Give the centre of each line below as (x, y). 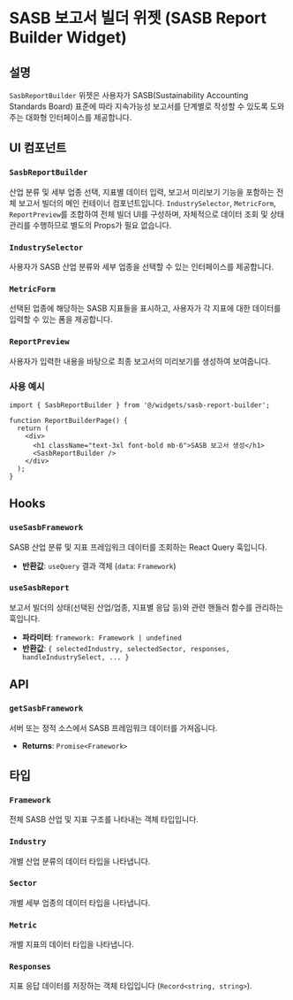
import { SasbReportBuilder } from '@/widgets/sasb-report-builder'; (140, 405)
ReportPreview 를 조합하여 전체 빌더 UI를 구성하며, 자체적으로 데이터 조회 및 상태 (147, 214)
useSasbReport (39, 588)
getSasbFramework (46, 708)
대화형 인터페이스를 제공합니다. (79, 117)
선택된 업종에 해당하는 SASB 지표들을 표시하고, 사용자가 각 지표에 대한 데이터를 (145, 308)
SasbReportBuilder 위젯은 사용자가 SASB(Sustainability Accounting (129, 95)
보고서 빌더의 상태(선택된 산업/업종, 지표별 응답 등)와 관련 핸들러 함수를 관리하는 (146, 607)
